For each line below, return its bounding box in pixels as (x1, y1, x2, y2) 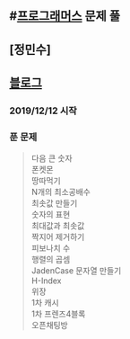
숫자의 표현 (30, 210, 71, 220)
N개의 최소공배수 (30, 187, 91, 198)
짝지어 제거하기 (30, 232, 85, 243)
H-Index (30, 275, 62, 286)
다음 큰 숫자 (30, 153, 74, 164)
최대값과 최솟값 (30, 220, 85, 231)
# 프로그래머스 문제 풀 (9, 8, 121, 24)
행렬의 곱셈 (30, 254, 71, 265)
